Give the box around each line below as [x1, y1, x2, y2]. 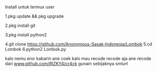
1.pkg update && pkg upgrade [5, 13, 64, 19]
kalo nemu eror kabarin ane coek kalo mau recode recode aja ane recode [5, 56, 152, 61]
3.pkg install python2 [5, 32, 47, 37]
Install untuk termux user [5, 4, 55, 10]
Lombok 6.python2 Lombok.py [5, 47, 66, 52]
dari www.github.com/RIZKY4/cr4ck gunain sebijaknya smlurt [5, 61, 128, 66]
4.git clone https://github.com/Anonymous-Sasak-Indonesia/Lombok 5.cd [5, 41, 153, 47]
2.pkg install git [5, 23, 35, 28]
